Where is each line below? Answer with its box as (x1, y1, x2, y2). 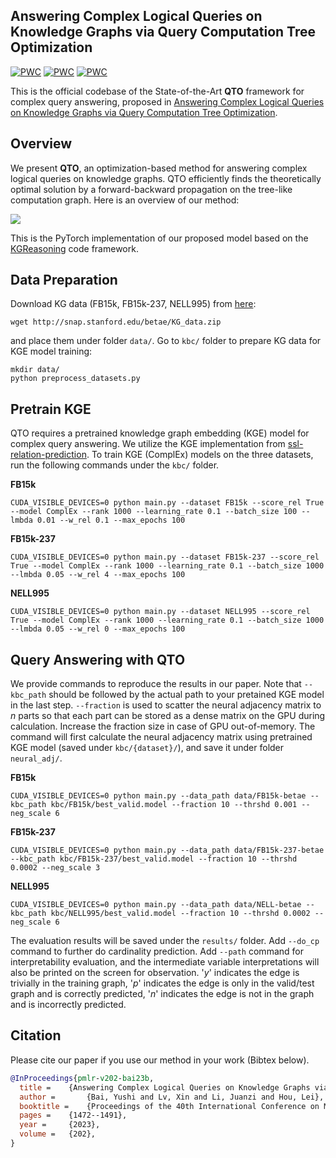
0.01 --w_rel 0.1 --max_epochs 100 (36, 515, 186, 526)
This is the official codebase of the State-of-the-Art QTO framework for (10, 85, 305, 97)
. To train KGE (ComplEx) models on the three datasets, (86, 449, 314, 461)
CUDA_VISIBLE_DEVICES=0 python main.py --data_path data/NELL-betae (10, 900, 302, 910)
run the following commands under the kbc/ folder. (10, 459, 220, 471)
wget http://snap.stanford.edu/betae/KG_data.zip (10, 317, 222, 328)
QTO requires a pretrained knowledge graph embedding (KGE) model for (10, 427, 310, 439)
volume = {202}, (19, 1129, 97, 1139)
